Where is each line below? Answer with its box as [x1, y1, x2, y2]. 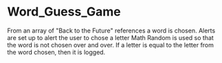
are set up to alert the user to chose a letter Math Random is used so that [7, 33, 214, 41]
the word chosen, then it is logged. [7, 48, 106, 56]
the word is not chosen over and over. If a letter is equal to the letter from [7, 41, 214, 49]
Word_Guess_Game [7, 4, 122, 20]
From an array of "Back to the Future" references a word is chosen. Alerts [7, 26, 216, 35]
